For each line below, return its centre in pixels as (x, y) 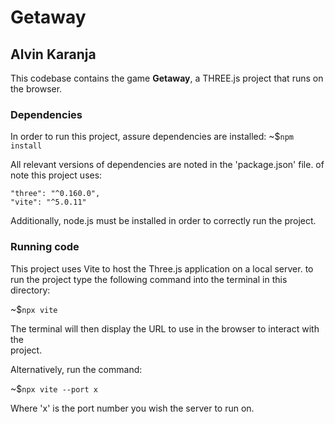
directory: (30, 290)
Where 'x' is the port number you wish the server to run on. (132, 408)
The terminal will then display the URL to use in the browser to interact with (165, 328)
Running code (45, 247)
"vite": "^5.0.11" (48, 202)
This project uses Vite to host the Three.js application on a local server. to (162, 268)
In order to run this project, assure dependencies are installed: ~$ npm (152, 137)
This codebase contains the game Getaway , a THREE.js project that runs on (167, 78)
